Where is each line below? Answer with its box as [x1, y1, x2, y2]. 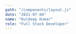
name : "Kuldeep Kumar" [5, 16, 53, 21]
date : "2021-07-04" [5, 12, 47, 17]
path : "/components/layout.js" [5, 7, 71, 12]
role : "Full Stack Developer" [5, 21, 69, 26]
